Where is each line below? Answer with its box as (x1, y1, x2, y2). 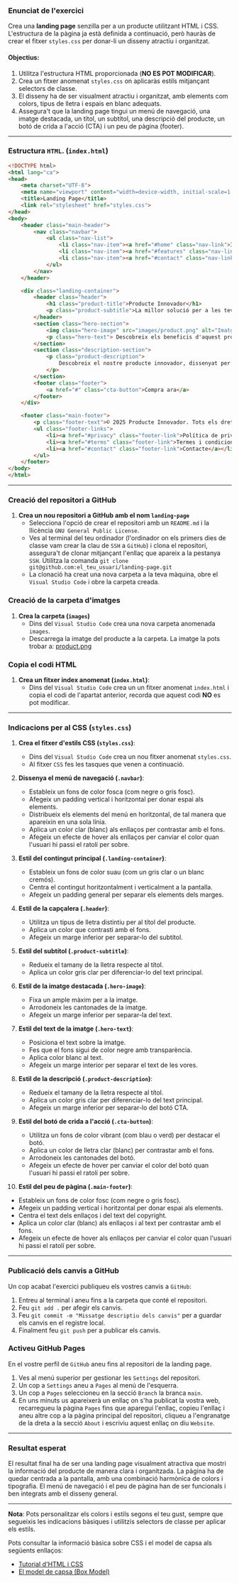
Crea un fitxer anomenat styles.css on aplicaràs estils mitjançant (18, 77, 210, 85)
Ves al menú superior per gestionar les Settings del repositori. (18, 1373, 201, 1382)
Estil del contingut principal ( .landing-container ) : (18, 854, 167, 862)
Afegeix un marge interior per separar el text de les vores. (28, 1061, 198, 1070)
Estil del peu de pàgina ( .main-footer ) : (18, 1183, 133, 1191)
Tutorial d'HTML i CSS (18, 1560, 84, 1569)
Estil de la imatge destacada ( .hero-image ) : (18, 982, 146, 990)
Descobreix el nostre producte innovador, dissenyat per (58, 360, 231, 367)
